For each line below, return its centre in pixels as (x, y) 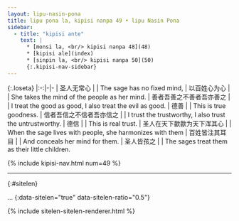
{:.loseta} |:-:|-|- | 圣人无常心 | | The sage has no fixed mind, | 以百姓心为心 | (119, 88)
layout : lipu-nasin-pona (44, 14)
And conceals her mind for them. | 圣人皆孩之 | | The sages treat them (125, 141)
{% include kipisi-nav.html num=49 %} (64, 163)
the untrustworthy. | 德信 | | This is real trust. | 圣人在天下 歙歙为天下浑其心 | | (119, 123)
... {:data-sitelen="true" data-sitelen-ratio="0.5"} (79, 197)
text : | (31, 41)
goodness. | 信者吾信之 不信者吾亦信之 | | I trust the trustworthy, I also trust (116, 114)
